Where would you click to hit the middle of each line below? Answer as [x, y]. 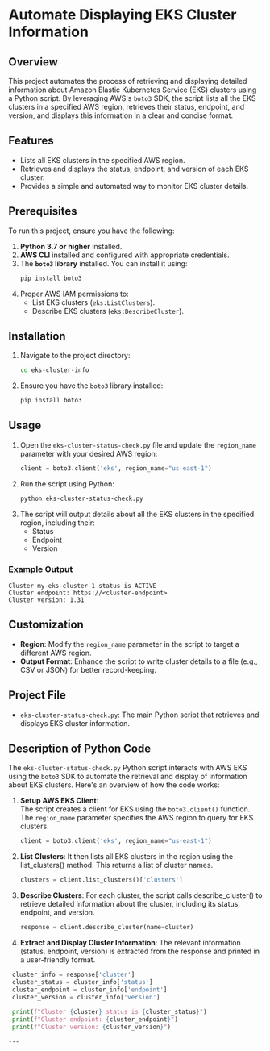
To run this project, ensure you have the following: [91, 231]
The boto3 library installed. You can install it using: [104, 263]
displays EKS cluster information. [75, 723]
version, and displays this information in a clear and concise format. [121, 115]
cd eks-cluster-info [54, 370]
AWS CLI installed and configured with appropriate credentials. [125, 255]
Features [31, 141]
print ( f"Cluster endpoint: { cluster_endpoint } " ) [95, 1020]
